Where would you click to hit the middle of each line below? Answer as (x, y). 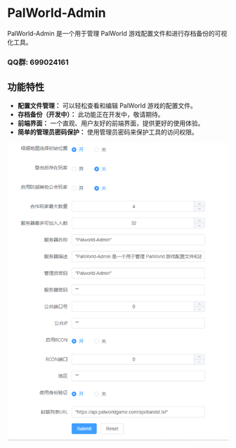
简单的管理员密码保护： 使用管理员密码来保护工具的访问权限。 (107, 132)
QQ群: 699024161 (38, 62)
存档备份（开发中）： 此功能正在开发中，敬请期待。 (91, 114)
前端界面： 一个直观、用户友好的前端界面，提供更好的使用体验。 (111, 123)
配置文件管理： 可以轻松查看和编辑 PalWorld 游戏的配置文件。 (107, 105)
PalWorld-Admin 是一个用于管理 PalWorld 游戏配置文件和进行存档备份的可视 (117, 33)
